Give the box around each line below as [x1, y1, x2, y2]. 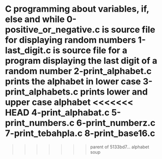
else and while [5, 14, 65, 25]
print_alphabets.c [5, 86, 78, 98]
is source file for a [53, 45, 127, 56]
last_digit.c [5, 45, 51, 56]
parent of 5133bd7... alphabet [90, 144, 149, 150]
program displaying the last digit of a [5, 55, 158, 66]
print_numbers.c [5, 118, 75, 129]
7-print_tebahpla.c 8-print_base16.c [5, 128, 156, 139]
